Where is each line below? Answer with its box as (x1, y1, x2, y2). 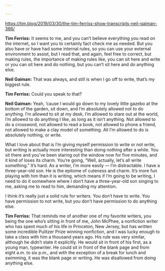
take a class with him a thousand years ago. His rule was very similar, (5, 234, 146, 239)
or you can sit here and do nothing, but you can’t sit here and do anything (5, 61, 154, 67)
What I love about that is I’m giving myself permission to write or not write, (5, 141, 156, 147)
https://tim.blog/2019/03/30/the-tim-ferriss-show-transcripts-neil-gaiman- (5, 20, 158, 26)
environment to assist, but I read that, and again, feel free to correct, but (5, 51, 152, 57)
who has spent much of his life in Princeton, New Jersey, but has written (5, 223, 152, 229)
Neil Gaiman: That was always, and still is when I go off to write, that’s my (5, 76, 155, 82)
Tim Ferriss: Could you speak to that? (5, 91, 82, 97)
